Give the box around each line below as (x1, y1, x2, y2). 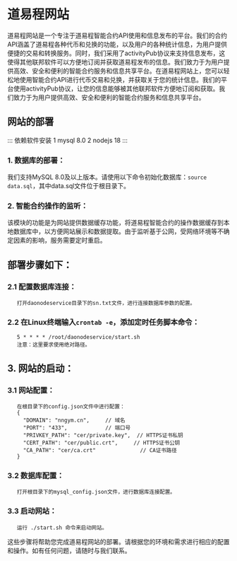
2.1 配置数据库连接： (7, 282, 77, 291)
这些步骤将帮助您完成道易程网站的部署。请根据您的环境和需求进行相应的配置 (7, 537, 230, 545)
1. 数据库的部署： (7, 155, 66, 165)
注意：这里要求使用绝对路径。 (16, 341, 90, 349)
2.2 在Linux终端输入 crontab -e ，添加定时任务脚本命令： (7, 317, 200, 327)
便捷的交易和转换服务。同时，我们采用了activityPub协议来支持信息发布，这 (7, 49, 226, 57)
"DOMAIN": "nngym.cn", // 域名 (23, 417, 126, 424)
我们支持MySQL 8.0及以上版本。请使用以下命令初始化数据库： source (7, 173, 207, 181)
